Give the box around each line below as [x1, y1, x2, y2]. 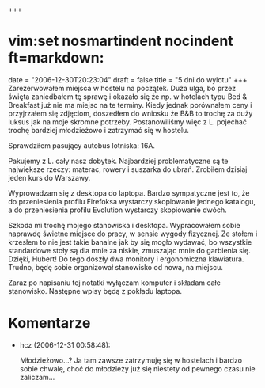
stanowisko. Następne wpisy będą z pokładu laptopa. [8, 286, 182, 295]
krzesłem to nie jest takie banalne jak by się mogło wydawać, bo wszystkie [8, 237, 252, 246]
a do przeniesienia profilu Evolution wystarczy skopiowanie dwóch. [8, 205, 227, 215]
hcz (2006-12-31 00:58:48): [19, 340, 111, 349]
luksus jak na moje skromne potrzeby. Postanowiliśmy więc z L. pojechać [8, 116, 248, 127]
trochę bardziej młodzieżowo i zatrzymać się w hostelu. [8, 125, 190, 135]
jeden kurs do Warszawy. [8, 173, 91, 182]
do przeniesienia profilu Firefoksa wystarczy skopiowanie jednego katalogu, [8, 196, 256, 206]
